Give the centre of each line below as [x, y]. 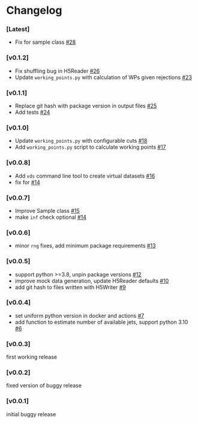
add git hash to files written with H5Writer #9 [70, 287]
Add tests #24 [32, 112]
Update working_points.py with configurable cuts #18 [81, 141]
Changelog [34, 10]
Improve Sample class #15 [47, 211]
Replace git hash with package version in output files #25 [86, 106]
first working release [32, 357]
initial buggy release [31, 414]
